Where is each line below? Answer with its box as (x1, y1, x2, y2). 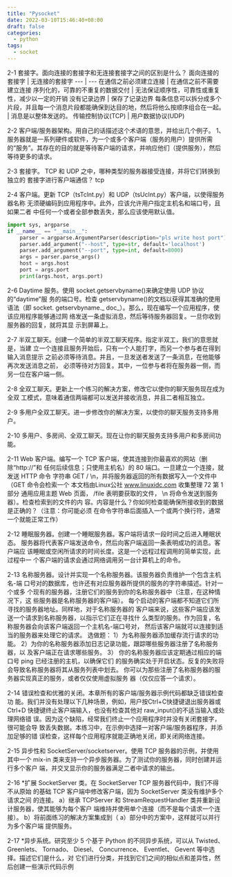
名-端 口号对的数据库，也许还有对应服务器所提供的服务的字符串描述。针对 (7, 578, 217, 587)
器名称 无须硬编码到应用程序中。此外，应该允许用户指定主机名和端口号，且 (7, 198, 221, 207)
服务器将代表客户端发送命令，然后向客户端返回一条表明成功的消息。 (20, 538, 215, 547)
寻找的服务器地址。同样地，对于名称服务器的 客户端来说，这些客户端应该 (7, 605, 215, 613)
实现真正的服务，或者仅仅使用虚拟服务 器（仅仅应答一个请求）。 (19, 674, 200, 682)
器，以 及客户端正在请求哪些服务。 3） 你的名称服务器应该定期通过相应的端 (7, 648, 222, 657)
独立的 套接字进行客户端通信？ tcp (7, 176, 105, 184)
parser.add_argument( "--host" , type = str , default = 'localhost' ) (19, 241, 206, 247)
